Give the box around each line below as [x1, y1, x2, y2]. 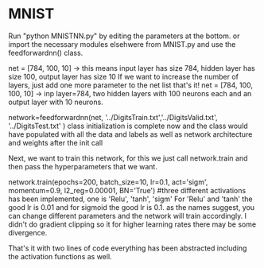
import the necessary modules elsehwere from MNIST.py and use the [8, 39, 236, 49]
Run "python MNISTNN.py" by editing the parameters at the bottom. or [8, 31, 240, 41]
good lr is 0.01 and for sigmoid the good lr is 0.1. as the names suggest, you [8, 202, 255, 212]
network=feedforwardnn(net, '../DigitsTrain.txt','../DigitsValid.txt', [8, 112, 218, 122]
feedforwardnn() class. [8, 48, 83, 57]
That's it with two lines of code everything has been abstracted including [8, 243, 247, 253]
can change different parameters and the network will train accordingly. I [8, 211, 247, 220]
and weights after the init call [8, 138, 103, 147]
